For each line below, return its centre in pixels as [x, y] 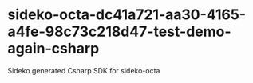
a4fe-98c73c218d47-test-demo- [120, 32]
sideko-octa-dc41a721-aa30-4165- [127, 15]
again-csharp [53, 49]
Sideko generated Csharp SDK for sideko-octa [84, 70]
